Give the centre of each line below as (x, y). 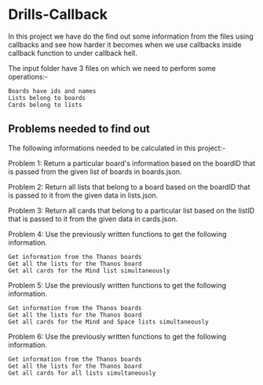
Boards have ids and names (52, 91)
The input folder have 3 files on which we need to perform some (112, 68)
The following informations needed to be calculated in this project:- (117, 148)
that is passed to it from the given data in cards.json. (93, 219)
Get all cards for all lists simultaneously (82, 373)
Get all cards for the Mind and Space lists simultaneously (109, 322)
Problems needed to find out (79, 129)
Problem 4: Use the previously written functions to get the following (117, 234)
